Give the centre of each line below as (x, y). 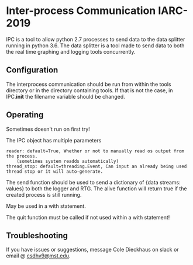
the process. (22, 156)
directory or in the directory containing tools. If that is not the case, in (89, 90)
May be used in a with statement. (46, 206)
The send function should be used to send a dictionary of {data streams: (94, 182)
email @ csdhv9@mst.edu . (38, 256)
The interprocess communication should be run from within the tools (89, 84)
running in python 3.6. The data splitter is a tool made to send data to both (95, 46)
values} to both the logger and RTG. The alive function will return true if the (96, 189)
